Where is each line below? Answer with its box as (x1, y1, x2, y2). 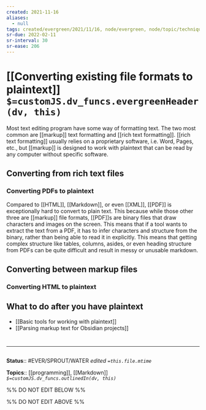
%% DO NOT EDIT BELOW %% (6, 386, 86, 393)
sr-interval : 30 (6, 37, 48, 44)
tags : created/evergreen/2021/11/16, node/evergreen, (6, 26, 147, 33)
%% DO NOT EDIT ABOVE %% (6, 398, 85, 405)
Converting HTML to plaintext (6, 282, 97, 291)
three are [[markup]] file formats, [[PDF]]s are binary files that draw (6, 214, 177, 221)
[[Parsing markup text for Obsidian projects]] (15, 324, 129, 331)
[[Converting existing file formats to (6, 70, 193, 83)
